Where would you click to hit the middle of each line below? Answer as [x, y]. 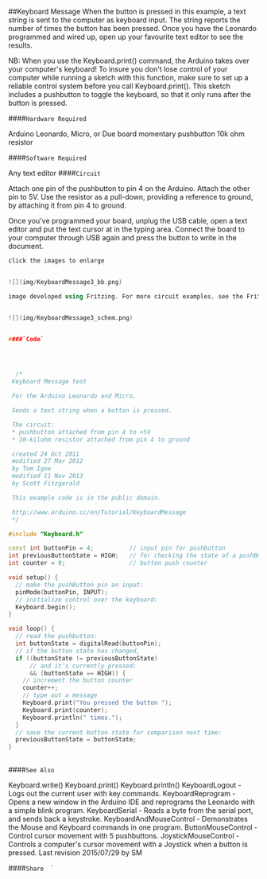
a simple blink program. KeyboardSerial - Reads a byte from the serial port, [131, 810]
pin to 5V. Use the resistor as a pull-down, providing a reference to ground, [131, 197]
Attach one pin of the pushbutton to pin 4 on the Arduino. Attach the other [129, 189]
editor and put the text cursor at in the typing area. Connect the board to [126, 229]
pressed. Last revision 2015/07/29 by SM [75, 853]
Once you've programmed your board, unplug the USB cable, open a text [128, 221]
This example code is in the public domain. [86, 498]
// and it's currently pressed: [83, 666]
